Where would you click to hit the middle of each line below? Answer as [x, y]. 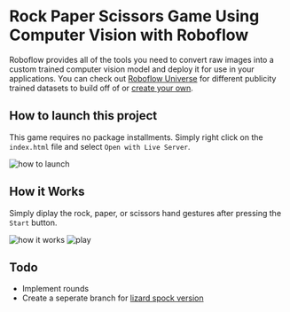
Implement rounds [55, 289]
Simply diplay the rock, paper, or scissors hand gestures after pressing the [145, 213]
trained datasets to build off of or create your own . [101, 88]
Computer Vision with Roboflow [129, 35]
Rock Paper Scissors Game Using [134, 16]
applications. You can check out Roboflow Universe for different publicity [143, 78]
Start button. [33, 222]
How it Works [47, 192]
